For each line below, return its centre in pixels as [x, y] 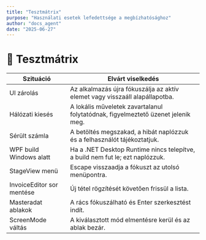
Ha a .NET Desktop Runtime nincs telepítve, [132, 149]
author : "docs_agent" [34, 23]
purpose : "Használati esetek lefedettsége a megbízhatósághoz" [89, 18]
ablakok [21, 210]
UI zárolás [24, 93]
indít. [77, 210]
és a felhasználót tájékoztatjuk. [115, 140]
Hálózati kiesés [31, 114]
